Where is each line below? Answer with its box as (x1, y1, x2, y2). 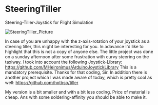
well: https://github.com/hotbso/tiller (5, 79, 79, 86)
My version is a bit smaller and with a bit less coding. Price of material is (5, 89, 150, 95)
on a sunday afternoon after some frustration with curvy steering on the (5, 53, 149, 59)
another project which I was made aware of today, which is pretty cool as (5, 74, 152, 80)
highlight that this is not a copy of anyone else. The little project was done (5, 49, 154, 54)
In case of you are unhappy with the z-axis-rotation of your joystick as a (5, 38, 150, 44)
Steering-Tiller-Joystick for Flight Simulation (5, 19, 94, 25)
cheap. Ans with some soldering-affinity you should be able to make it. (5, 94, 147, 100)
